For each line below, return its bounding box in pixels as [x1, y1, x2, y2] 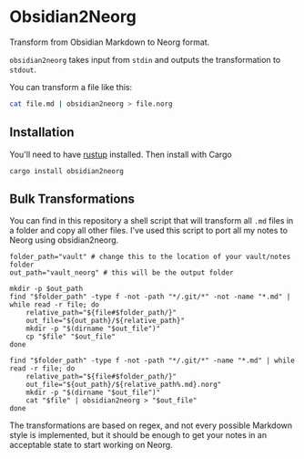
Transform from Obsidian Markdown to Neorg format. [9, 37, 210, 47]
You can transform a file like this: [9, 81, 133, 92]
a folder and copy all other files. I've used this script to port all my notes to [9, 225, 289, 236]
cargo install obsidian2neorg [9, 166, 125, 175]
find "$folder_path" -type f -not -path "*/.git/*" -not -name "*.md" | [9, 292, 291, 302]
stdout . [9, 64, 36, 75]
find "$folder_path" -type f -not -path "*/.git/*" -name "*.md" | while [9, 356, 296, 366]
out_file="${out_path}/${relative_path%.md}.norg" [25, 381, 222, 390]
